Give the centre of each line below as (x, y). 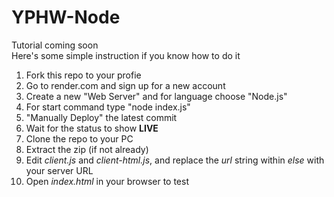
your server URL (59, 170)
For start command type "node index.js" (108, 107)
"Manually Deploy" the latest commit (101, 117)
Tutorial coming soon (55, 45)
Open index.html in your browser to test (107, 181)
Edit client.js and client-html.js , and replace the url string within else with (175, 160)
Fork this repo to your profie (83, 75)
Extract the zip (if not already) (87, 149)
